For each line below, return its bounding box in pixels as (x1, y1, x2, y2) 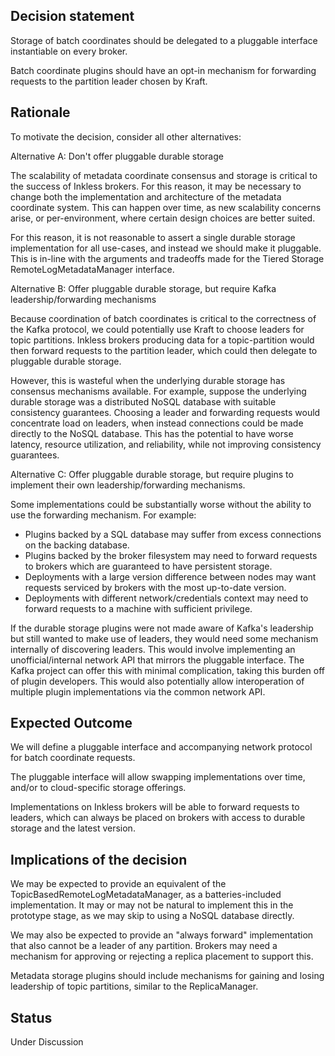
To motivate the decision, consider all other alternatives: (10, 130, 242, 143)
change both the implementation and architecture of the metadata (10, 190, 282, 203)
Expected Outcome (10, 715, 133, 732)
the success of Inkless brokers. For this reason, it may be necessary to (10, 180, 302, 192)
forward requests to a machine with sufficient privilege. (24, 602, 253, 614)
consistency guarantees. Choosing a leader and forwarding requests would (10, 406, 321, 418)
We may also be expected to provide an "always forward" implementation (10, 929, 314, 941)
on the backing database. (24, 539, 130, 551)
